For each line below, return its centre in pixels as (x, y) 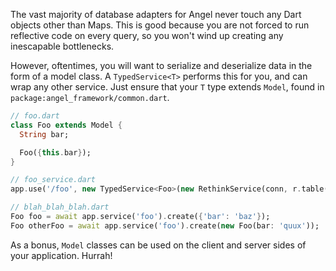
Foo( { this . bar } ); (55, 152)
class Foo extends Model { (66, 125)
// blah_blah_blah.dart (60, 207)
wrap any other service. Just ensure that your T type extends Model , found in (167, 87)
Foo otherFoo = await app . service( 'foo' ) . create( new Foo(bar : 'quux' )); (165, 225)
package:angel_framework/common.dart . (90, 97)
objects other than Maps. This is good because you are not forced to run (160, 25)
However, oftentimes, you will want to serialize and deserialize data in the (161, 65)
